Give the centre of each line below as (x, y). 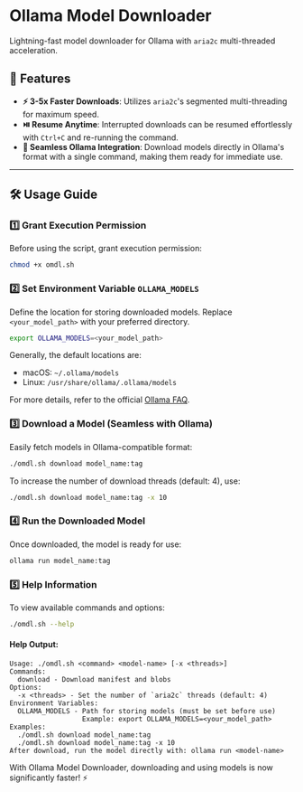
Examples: (28, 727)
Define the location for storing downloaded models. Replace (121, 312)
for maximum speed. (60, 114)
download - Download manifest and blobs (94, 680)
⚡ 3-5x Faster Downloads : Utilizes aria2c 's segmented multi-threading (155, 101)
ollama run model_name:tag (60, 561)
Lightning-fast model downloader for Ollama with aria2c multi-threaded (142, 41)
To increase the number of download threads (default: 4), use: (125, 481)
